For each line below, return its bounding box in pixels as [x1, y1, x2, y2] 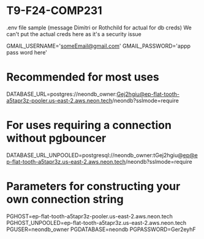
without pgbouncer [6, 131, 107, 145]
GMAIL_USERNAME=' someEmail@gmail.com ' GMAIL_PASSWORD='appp [6, 42, 191, 50]
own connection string [6, 193, 124, 206]
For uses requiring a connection [6, 119, 172, 132]
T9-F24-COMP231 [6, 4, 102, 18]
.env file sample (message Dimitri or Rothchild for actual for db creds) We [6, 24, 192, 31]
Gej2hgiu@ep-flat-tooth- [116, 90, 179, 98]
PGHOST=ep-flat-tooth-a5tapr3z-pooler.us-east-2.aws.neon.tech [6, 212, 173, 220]
